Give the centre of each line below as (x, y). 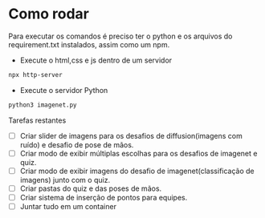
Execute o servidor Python (64, 90)
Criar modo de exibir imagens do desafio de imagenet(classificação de (137, 171)
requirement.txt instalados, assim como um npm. (89, 44)
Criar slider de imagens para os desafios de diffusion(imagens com (131, 135)
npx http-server (35, 75)
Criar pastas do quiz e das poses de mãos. (91, 188)
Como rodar (49, 14)
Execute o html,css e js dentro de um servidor (96, 60)
